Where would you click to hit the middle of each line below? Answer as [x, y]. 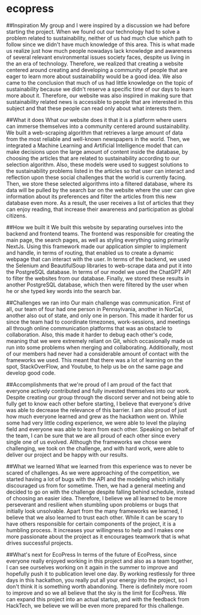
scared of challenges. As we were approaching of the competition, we [93, 473]
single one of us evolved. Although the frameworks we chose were [89, 442]
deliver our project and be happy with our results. [67, 455]
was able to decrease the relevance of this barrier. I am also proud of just [97, 410]
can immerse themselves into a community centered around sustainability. [98, 126]
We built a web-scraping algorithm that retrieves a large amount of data [94, 132]
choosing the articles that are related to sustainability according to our [93, 158]
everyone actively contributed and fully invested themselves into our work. [98, 391]
